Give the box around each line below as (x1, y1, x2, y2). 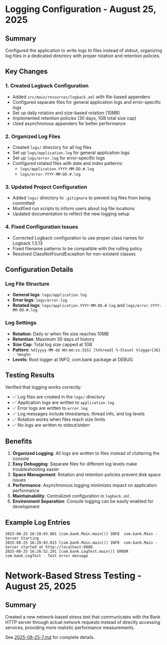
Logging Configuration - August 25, (5, 4, 156, 15)
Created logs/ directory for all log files (12, 144, 92, 150)
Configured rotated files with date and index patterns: (12, 160, 123, 166)
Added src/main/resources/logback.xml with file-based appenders (12, 94, 150, 100)
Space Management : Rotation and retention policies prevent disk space (12, 471, 161, 477)
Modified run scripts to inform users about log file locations (12, 206, 135, 212)
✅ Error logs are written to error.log (12, 405, 88, 411)
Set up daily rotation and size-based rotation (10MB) (12, 109, 120, 116)
